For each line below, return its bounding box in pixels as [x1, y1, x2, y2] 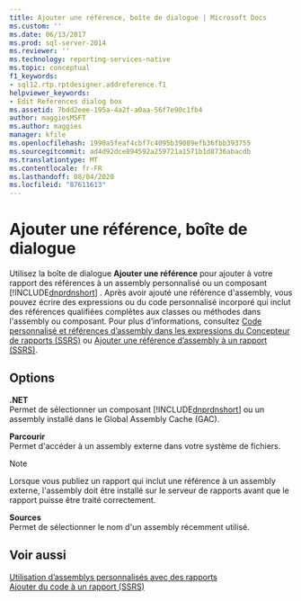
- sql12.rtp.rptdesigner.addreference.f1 [9, 80, 167, 89]
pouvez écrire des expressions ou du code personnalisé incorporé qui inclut [9, 297, 291, 308]
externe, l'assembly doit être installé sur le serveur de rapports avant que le [9, 485, 289, 496]
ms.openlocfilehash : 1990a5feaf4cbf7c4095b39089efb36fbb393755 [9, 139, 252, 148]
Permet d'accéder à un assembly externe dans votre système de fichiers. [9, 440, 281, 451]
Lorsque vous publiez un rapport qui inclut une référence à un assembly [9, 475, 277, 486]
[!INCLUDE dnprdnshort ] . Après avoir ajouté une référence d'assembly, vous [9, 287, 293, 298]
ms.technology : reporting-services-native [9, 55, 171, 64]
